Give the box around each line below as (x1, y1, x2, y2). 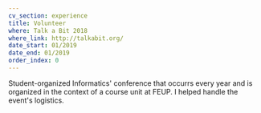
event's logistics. (8, 95, 64, 105)
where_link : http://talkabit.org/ (8, 34, 124, 42)
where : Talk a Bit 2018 (8, 26, 88, 34)
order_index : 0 (8, 57, 59, 65)
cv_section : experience (8, 11, 88, 20)
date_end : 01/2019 (8, 49, 70, 57)
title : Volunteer (8, 19, 67, 27)
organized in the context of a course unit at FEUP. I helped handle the (8, 87, 239, 96)
